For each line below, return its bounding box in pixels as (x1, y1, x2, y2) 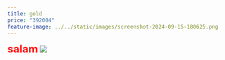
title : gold (7, 10, 42, 17)
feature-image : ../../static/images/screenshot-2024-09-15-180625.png (7, 23, 219, 30)
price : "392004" (7, 17, 55, 24)
